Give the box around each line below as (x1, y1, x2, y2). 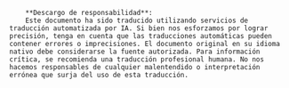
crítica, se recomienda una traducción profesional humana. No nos (9, 55, 265, 64)
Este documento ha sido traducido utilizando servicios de (25, 16, 249, 25)
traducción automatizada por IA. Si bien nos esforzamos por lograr (9, 24, 269, 33)
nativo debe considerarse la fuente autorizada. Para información (9, 47, 261, 56)
